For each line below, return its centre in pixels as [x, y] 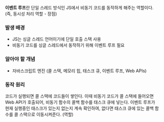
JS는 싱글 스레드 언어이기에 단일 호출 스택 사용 [57, 39]
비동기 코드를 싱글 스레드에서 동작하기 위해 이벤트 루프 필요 [68, 45]
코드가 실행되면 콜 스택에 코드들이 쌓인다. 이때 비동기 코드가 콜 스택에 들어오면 [80, 96]
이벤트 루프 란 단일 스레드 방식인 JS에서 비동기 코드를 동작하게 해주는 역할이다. [79, 8]
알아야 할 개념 [20, 59]
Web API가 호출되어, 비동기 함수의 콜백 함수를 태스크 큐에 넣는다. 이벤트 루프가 [80, 102]
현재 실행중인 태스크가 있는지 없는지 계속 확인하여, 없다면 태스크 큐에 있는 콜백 [80, 108]
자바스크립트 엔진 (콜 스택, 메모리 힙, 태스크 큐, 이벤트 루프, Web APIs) [79, 71]
